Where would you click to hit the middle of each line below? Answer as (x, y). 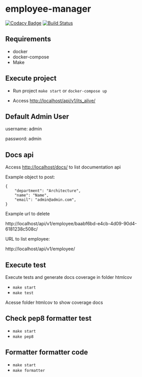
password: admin (23, 139)
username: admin (24, 129)
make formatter (29, 370)
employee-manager (48, 9)
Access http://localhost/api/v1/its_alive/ (54, 101)
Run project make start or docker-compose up (60, 90)
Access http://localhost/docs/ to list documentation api (63, 167)
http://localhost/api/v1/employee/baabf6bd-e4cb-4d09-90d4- (71, 224)
